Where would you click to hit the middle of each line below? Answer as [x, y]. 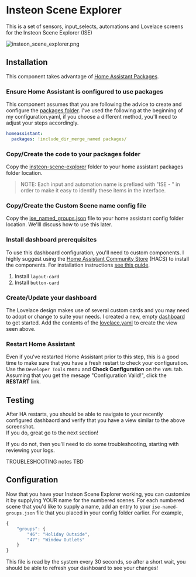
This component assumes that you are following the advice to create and [94, 104]
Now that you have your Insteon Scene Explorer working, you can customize [98, 494]
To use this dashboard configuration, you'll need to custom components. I [95, 253]
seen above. [21, 329]
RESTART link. [23, 382]
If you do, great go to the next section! [52, 433]
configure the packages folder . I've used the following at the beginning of [94, 110]
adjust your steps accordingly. [42, 123]
